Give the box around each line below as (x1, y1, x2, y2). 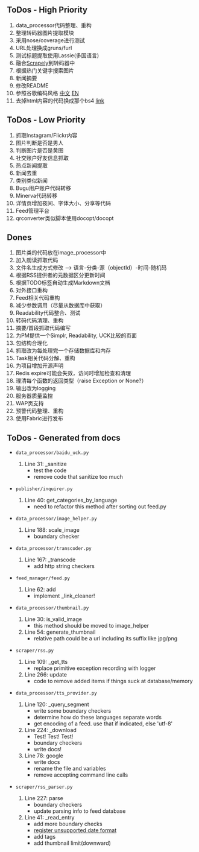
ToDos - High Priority (7, 5, 88, 15)
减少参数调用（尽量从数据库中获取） (15, 301, 106, 309)
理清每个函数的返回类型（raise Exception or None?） (15, 377, 147, 385)
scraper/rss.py (15, 648, 54, 654)
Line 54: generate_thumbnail (24, 628, 96, 636)
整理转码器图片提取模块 (15, 29, 74, 36)
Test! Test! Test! (33, 733, 74, 740)
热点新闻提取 (15, 162, 48, 169)
